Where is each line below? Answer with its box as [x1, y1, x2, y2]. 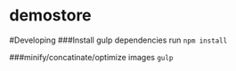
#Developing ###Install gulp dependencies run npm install [9, 35, 228, 45]
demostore [9, 5, 92, 26]
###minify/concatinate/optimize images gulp [9, 51, 174, 62]
